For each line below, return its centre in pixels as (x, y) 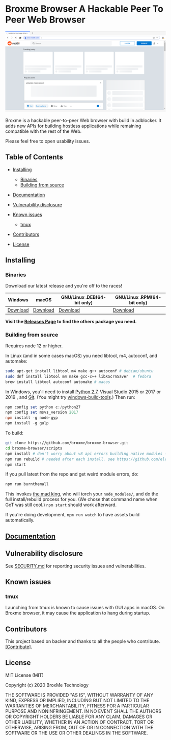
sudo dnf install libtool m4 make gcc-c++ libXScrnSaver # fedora (78, 376)
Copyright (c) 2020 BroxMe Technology (47, 685)
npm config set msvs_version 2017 (42, 412)
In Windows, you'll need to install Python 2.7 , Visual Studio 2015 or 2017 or (83, 392)
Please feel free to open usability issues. (48, 141)
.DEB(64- (96, 297)
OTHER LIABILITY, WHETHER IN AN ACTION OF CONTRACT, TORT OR (79, 722)
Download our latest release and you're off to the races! (64, 286)
